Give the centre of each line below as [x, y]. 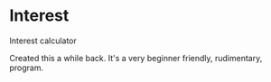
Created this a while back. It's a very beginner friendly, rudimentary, [136, 58]
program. [27, 68]
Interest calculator [43, 41]
